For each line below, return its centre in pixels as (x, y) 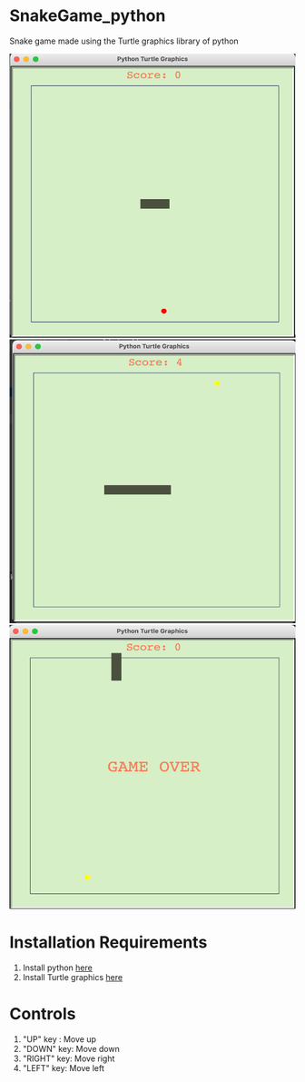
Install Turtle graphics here (73, 977)
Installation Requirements (108, 943)
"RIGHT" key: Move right (69, 1058)
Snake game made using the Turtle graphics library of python (124, 41)
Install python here (57, 968)
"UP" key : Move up (59, 1039)
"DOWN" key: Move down (71, 1048)
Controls (43, 1014)
